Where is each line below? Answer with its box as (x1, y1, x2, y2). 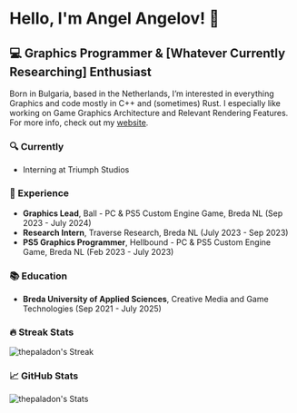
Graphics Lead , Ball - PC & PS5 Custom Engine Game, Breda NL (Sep (22, 208, 283, 219)
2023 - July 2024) (22, 217, 93, 228)
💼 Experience (9, 187, 70, 200)
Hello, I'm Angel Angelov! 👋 (9, 8, 220, 29)
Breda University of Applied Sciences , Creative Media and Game (22, 293, 270, 304)
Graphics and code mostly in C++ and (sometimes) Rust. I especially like (9, 98, 282, 108)
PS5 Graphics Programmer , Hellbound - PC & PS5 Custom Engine (22, 236, 272, 248)
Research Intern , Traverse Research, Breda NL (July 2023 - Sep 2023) (22, 227, 289, 238)
